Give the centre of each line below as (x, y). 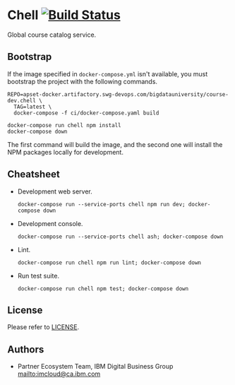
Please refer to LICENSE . (43, 327)
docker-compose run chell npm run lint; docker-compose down (109, 262)
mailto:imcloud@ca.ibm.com (59, 374)
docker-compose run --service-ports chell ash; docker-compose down (120, 237)
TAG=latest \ (33, 107)
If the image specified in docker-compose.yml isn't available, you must (108, 73)
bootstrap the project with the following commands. (82, 81)
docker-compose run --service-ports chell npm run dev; (101, 204)
